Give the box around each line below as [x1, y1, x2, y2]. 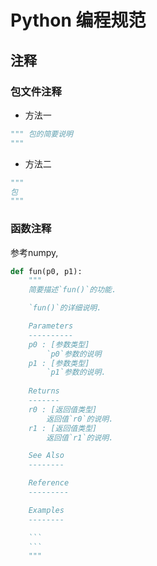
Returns [28, 386, 60, 396]
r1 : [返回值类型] [28, 423, 98, 433]
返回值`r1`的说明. [46, 432, 114, 443]
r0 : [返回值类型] [28, 404, 98, 415]
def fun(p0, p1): [10, 266, 83, 276]
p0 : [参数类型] [28, 339, 90, 350]
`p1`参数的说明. [46, 367, 107, 378]
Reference [28, 478, 70, 488]
